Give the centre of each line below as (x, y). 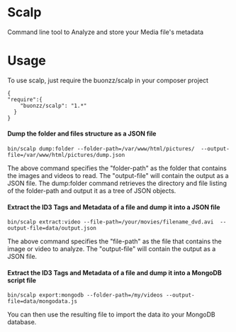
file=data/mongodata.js (43, 301)
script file (22, 280)
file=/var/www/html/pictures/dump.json (66, 155)
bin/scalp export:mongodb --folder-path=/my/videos (85, 295)
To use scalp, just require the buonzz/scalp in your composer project (108, 80)
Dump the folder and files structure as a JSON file (82, 134)
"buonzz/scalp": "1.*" (54, 106)
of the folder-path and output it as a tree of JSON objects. (92, 191)
